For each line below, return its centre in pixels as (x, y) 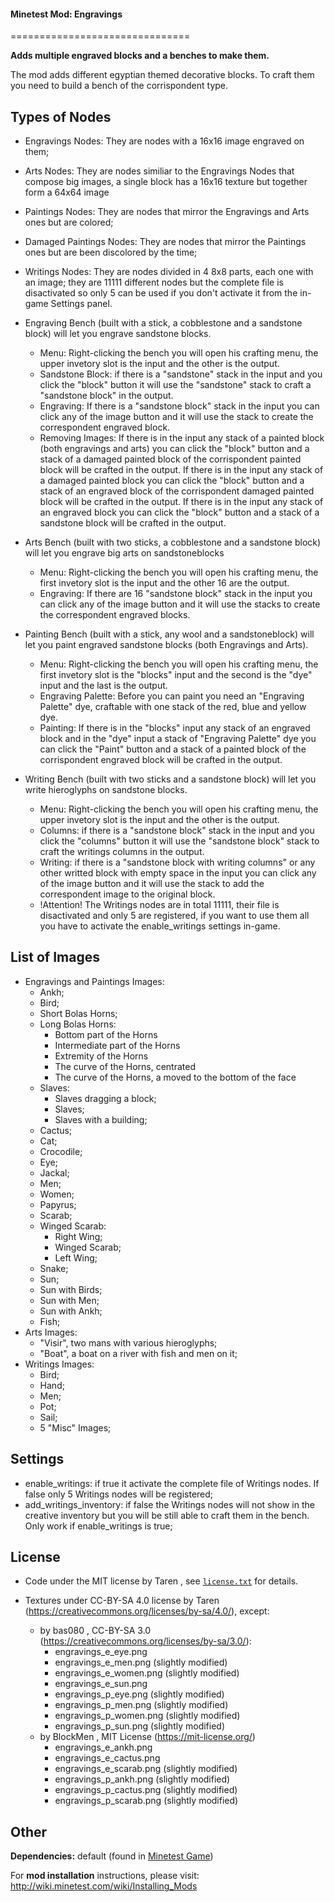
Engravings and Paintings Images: (94, 981)
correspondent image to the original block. (127, 894)
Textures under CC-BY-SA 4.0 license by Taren (122, 1601)
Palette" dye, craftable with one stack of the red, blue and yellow (173, 707)
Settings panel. (81, 304)
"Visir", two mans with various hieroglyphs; (128, 1342)
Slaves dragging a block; (105, 1098)
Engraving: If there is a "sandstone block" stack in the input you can (179, 406)
